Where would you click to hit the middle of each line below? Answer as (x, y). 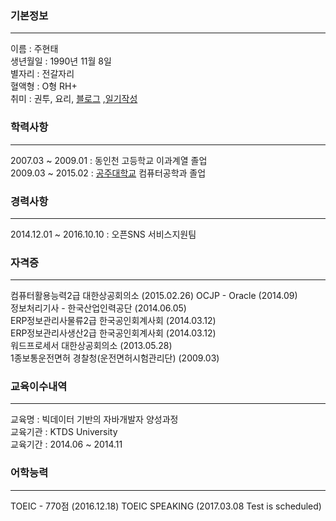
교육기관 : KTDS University (64, 432)
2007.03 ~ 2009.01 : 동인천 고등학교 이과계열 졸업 (109, 160)
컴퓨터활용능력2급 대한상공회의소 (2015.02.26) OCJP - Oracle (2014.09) (154, 296)
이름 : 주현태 (34, 49)
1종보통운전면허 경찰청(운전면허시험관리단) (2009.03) (115, 358)
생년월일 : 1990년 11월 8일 (61, 61)
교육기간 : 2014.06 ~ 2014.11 (66, 444)
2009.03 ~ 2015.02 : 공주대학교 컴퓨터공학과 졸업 (108, 173)
